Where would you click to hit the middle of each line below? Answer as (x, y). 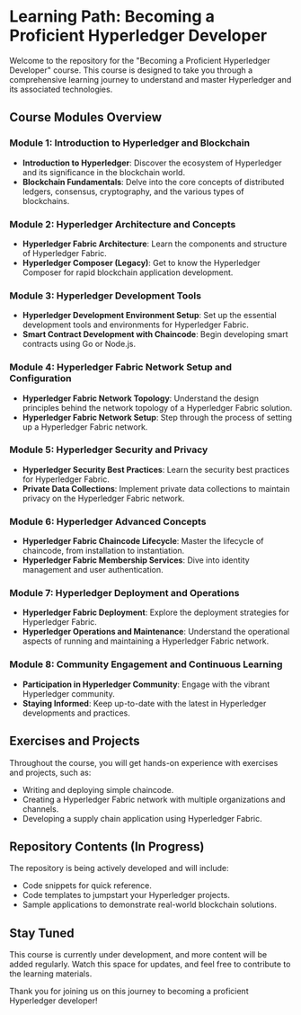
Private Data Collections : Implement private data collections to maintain (156, 488)
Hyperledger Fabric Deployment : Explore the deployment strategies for (155, 612)
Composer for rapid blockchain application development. (128, 272)
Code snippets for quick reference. (87, 886)
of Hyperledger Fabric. (65, 253)
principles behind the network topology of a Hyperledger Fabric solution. (157, 407)
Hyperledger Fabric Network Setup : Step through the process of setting (157, 417)
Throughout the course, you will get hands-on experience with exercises (144, 762)
